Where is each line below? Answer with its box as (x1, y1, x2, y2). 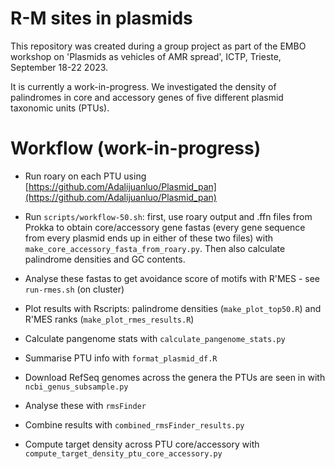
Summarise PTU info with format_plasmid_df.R (24, 352, 218, 364)
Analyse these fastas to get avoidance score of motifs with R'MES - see (24, 272, 321, 284)
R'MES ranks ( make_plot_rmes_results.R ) (24, 313, 195, 325)
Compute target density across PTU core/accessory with (24, 438, 260, 450)
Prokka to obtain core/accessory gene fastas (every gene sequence (24, 221, 306, 233)
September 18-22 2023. (10, 61, 109, 73)
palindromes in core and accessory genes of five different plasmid (10, 91, 284, 103)
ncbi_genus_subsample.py (24, 382, 129, 392)
